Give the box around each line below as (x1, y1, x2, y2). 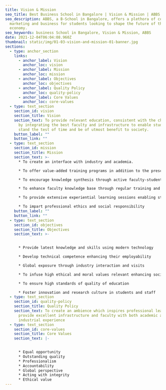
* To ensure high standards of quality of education (18, 281, 129, 286)
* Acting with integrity (18, 373, 70, 378)
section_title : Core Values (14, 332, 72, 336)
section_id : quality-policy (14, 299, 72, 304)
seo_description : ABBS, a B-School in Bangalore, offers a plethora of (5, 16, 156, 21)
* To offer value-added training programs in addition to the (18, 168, 149, 173)
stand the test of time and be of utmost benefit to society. (18, 127, 149, 132)
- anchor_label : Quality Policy (18, 85, 85, 91)
